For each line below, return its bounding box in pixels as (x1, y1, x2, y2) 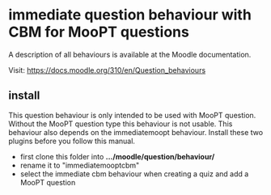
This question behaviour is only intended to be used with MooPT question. (8, 110, 256, 120)
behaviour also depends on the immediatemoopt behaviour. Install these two (8, 127, 264, 137)
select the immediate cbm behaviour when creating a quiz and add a (19, 168, 249, 179)
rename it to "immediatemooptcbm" (19, 160, 140, 170)
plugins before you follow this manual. (8, 136, 136, 146)
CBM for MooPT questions (8, 23, 190, 41)
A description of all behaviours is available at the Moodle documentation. (8, 49, 252, 59)
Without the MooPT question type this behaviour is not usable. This (8, 119, 233, 129)
